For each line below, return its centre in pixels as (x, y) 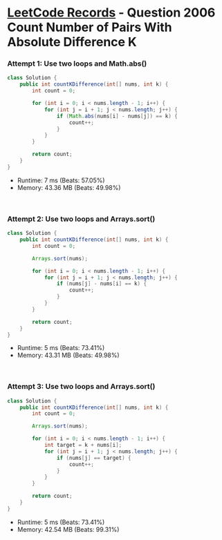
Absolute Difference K (72, 42)
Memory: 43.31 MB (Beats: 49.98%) (68, 355)
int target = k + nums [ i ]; (83, 445)
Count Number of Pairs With (90, 27)
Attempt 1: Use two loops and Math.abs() (77, 64)
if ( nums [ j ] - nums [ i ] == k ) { (102, 284)
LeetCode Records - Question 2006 (111, 13)
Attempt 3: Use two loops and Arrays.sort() (81, 387)
